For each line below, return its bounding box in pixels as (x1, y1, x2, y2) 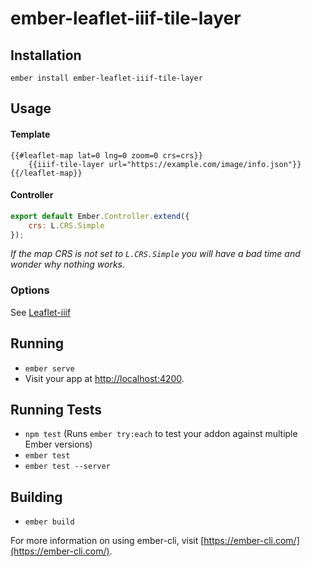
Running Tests (10, 401, 102, 418)
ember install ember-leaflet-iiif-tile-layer (10, 73, 203, 83)
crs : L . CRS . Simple (28, 220, 105, 231)
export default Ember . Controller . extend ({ (10, 211, 190, 221)
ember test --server (24, 462, 111, 472)
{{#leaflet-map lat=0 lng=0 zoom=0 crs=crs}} (10, 150, 203, 161)
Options (10, 283, 50, 297)
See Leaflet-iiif (10, 306, 72, 318)
